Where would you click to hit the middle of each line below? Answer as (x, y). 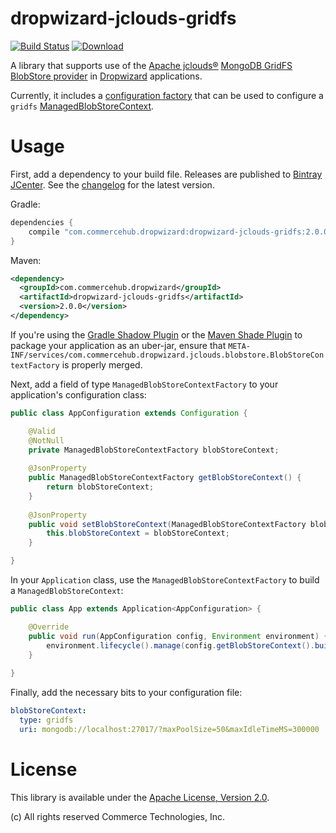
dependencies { (42, 222)
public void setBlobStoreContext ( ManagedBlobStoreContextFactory (167, 524)
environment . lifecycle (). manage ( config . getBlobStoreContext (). (180, 645)
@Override (49, 627)
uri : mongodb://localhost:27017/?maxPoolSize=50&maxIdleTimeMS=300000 (169, 729)
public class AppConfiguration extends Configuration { (129, 413)
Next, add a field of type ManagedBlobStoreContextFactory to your (144, 384)
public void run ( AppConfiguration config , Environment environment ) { (178, 636)
